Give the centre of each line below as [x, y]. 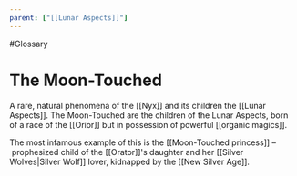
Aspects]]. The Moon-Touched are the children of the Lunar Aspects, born [149, 115]
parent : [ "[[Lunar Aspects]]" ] [69, 18]
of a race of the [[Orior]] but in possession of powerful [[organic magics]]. [148, 124]
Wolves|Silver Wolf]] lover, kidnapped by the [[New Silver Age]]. [130, 161]
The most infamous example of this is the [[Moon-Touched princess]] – [143, 142]
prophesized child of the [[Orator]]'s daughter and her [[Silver [128, 152]
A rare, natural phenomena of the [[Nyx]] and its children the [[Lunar [138, 105]
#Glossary [29, 44]
